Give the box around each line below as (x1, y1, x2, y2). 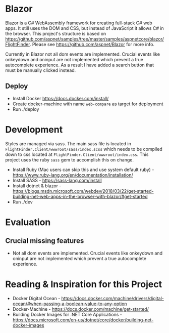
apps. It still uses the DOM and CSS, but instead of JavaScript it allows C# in (5, 25, 164, 31)
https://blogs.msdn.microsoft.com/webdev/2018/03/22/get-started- (12, 188, 154, 194)
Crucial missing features (5, 236, 84, 245)
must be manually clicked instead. (5, 67, 76, 73)
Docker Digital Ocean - (12, 295, 61, 301)
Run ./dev (12, 198, 33, 205)
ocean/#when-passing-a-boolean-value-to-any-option (12, 301, 127, 307)
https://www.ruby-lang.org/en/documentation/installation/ (12, 172, 133, 178)
